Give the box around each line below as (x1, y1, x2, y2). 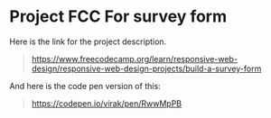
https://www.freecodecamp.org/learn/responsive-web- (31, 53, 238, 64)
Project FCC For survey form (9, 6, 228, 27)
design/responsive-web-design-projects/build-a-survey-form (31, 63, 262, 74)
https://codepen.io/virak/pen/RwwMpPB (31, 97, 182, 109)
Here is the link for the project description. (9, 36, 167, 47)
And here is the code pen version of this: (9, 80, 161, 91)
